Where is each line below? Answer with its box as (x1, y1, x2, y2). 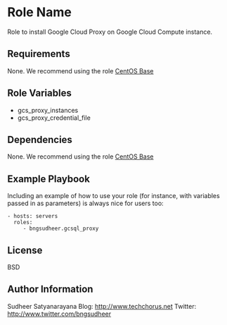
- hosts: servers (7, 213, 58, 220)
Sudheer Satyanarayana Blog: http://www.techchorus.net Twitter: (7, 302, 197, 310)
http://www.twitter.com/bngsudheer (7, 309, 111, 318)
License (7, 244, 43, 256)
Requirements (7, 48, 70, 60)
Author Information (7, 283, 93, 295)
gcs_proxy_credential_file (17, 114, 91, 122)
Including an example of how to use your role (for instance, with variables (7, 192, 220, 200)
